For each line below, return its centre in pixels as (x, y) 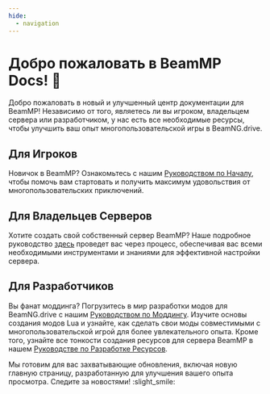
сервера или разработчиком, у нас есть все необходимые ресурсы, (127, 120)
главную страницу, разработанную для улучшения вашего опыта (121, 373)
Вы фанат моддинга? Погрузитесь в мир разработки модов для (118, 306)
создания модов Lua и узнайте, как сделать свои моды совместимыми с (135, 323)
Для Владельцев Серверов (80, 216)
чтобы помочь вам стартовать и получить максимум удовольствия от (129, 182)
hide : (17, 16)
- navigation (37, 23)
